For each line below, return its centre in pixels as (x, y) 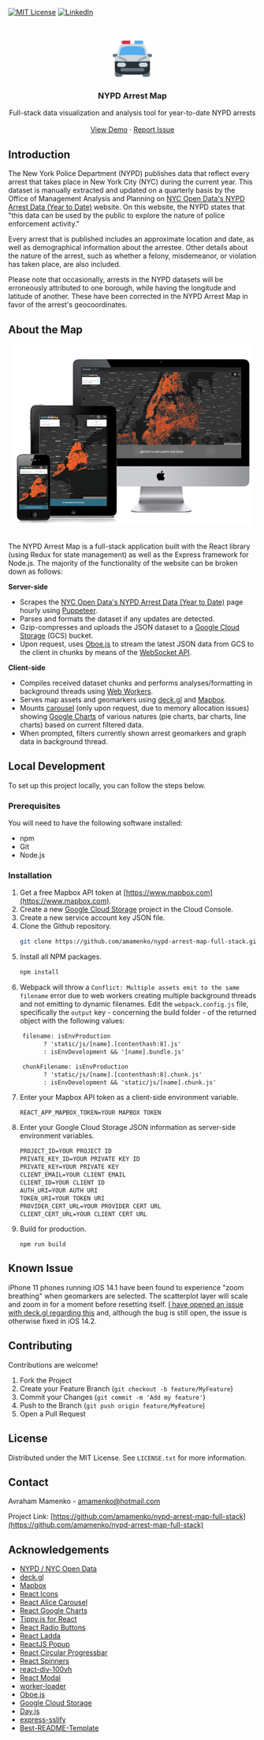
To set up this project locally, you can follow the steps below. (107, 785)
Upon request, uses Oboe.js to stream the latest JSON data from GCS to (137, 644)
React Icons (39, 1594)
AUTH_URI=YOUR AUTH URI (59, 1191)
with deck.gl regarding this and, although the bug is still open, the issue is (128, 1312)
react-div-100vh (46, 1670)
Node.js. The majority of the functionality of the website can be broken (123, 563)
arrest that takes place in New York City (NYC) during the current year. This (130, 182)
